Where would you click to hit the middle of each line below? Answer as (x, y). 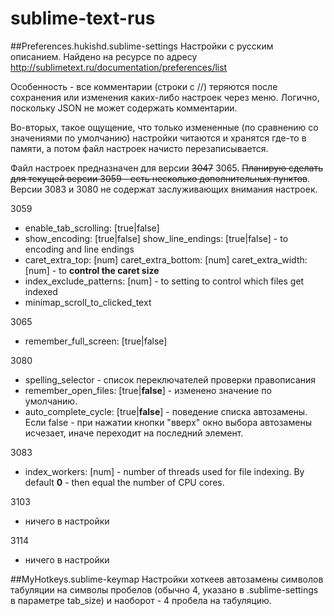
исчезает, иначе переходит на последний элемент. (134, 433)
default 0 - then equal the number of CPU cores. (124, 482)
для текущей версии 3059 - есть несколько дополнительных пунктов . (160, 178)
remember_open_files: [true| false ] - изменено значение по (148, 390)
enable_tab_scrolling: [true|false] (92, 228)
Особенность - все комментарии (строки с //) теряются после (144, 86)
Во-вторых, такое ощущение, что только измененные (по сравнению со (164, 127)
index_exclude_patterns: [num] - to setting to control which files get (164, 281)
